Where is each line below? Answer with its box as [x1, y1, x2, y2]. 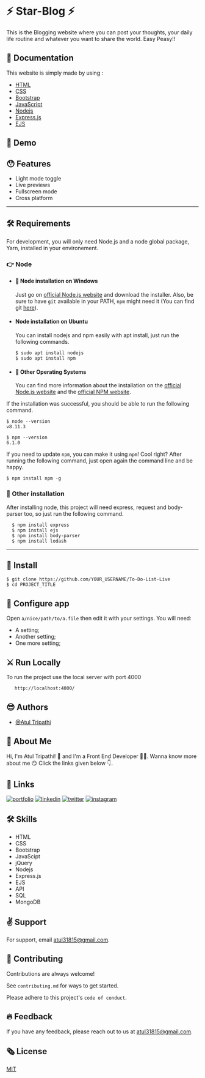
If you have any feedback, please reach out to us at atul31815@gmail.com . [6, 1028, 193, 1035]
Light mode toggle [15, 174, 62, 182]
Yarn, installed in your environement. [6, 244, 99, 251]
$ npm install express [12, 522, 70, 528]
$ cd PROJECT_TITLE [6, 582, 56, 588]
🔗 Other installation [6, 489, 65, 498]
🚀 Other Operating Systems [15, 368, 87, 376]
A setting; [15, 626, 40, 634]
